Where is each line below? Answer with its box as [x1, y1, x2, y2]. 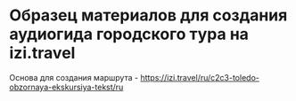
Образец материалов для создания [9, 5, 288, 26]
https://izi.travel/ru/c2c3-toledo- [140, 72, 260, 82]
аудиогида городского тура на [9, 24, 250, 44]
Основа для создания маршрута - [9, 72, 139, 82]
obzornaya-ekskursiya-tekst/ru [9, 82, 124, 92]
